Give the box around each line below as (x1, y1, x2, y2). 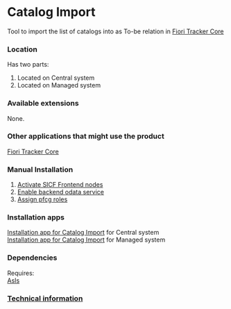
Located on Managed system (17, 81, 101, 90)
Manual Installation (7, 165, 74, 174)
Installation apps (7, 212, 65, 222)
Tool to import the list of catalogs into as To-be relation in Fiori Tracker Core (7, 27, 224, 35)
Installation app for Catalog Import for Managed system (7, 235, 166, 244)
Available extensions (7, 99, 79, 108)
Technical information (7, 293, 83, 303)
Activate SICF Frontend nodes (17, 181, 103, 189)
